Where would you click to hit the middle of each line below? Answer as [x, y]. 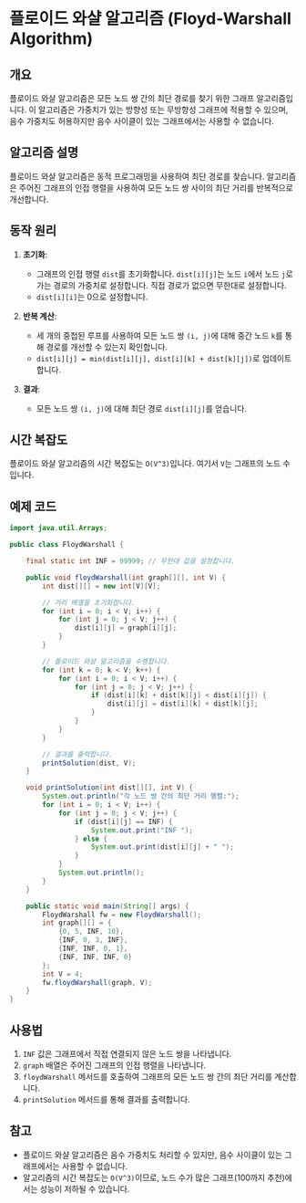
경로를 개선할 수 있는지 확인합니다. [107, 347]
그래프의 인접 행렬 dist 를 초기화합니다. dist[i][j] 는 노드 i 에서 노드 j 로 [164, 274]
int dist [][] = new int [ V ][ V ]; [102, 586]
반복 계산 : [40, 316]
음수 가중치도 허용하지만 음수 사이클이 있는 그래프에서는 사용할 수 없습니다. [142, 121]
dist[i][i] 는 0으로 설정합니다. [92, 297]
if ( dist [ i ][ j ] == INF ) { [123, 821]
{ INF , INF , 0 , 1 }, [93, 948]
